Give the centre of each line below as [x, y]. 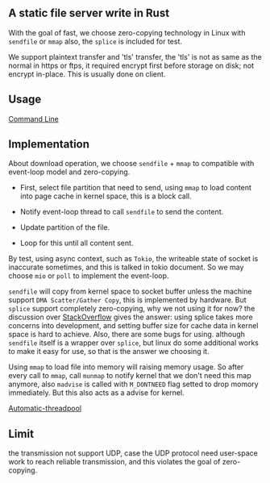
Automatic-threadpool [45, 408]
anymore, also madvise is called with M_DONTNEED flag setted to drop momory [134, 384]
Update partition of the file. [65, 227]
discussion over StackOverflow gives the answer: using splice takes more [131, 317]
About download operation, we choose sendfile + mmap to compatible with [131, 164]
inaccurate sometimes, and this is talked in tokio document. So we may [126, 267]
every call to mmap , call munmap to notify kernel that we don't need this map [130, 376]
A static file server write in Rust [89, 13]
